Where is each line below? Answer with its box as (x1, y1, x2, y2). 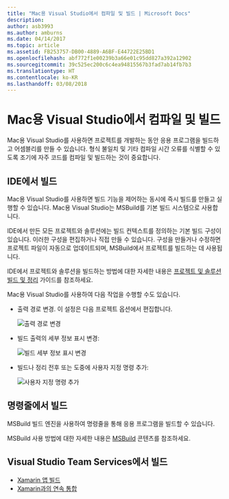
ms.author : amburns (7, 29, 63, 36)
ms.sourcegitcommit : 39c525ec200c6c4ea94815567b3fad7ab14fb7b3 (7, 61, 192, 68)
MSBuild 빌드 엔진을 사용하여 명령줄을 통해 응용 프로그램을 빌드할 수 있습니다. (7, 419, 215, 428)
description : (7, 16, 45, 23)
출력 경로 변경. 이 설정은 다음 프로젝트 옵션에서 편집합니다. (16, 305, 173, 313)
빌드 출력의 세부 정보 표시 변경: (16, 334, 99, 342)
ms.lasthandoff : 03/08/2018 (7, 80, 88, 87)
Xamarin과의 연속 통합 (16, 484, 77, 492)
